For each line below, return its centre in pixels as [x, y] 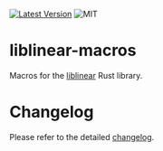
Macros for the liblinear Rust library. [76, 75]
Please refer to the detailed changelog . [82, 137]
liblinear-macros [73, 51]
